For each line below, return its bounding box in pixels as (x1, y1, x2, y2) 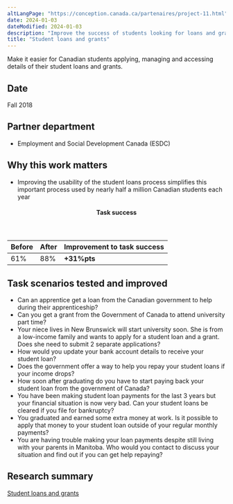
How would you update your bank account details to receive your (17, 347, 204, 356)
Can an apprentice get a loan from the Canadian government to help (17, 295, 213, 304)
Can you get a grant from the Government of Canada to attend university (17, 310, 225, 319)
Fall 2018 (7, 101, 33, 109)
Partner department (7, 121, 95, 132)
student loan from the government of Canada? (17, 384, 150, 392)
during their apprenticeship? (17, 303, 98, 311)
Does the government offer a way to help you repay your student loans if (17, 362, 225, 370)
